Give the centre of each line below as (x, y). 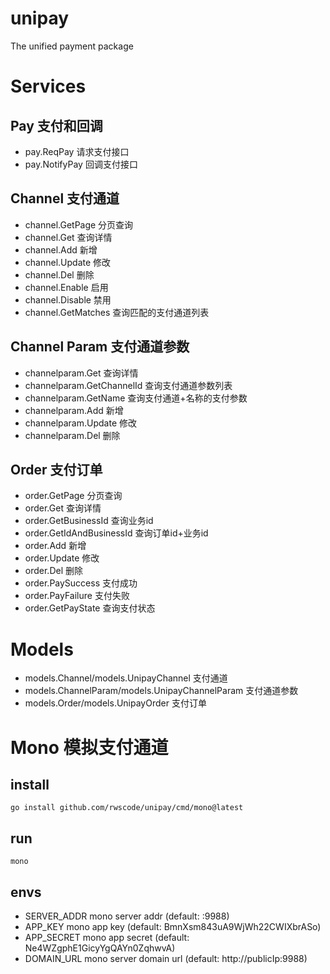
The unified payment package (72, 46)
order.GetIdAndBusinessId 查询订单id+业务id (116, 533)
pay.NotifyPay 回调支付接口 (81, 164)
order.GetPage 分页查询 (73, 496)
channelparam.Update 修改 (80, 423)
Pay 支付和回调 (56, 125)
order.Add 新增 (55, 546)
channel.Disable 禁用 (68, 299)
